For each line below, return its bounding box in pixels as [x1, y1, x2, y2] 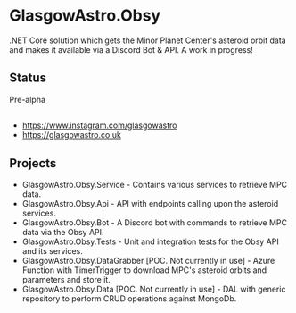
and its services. [21, 245, 83, 256]
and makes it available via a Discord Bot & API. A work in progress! [9, 44, 254, 55]
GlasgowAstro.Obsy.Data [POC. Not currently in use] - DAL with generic [21, 283, 286, 294]
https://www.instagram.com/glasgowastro [21, 120, 177, 131]
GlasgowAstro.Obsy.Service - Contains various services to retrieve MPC [21, 179, 288, 190]
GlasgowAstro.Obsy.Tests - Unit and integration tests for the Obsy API [21, 236, 279, 247]
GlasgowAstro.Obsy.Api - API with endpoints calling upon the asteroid [21, 198, 279, 208]
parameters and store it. [21, 274, 111, 284]
